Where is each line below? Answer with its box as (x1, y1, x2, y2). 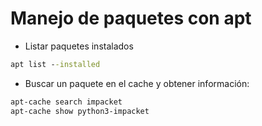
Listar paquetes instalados (24, 40, 134, 52)
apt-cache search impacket (10, 97, 123, 107)
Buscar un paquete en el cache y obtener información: (24, 77, 250, 89)
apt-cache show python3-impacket (10, 106, 150, 116)
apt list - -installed (10, 59, 101, 69)
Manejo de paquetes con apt (10, 7, 252, 30)
